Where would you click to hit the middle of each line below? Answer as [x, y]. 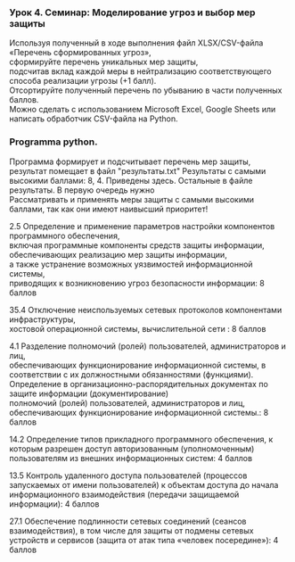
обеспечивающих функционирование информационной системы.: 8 [139, 412]
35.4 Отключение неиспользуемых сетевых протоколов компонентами [146, 310]
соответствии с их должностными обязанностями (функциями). [131, 374]
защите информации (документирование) [89, 393]
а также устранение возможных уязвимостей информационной [131, 264]
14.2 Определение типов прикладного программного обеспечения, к [141, 439]
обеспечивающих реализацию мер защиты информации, [118, 254]
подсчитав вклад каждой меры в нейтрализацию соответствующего [140, 71]
